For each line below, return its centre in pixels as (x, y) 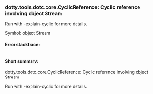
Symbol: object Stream (28, 33)
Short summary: (22, 61)
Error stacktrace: (23, 44)
